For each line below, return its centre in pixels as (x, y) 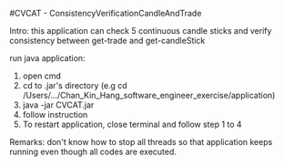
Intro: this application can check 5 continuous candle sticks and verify (141, 31)
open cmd (41, 76)
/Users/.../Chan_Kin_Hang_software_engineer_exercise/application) (149, 95)
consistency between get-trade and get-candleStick (107, 41)
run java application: (47, 58)
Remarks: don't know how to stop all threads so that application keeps (141, 142)
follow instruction (55, 114)
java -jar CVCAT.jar (58, 105)
